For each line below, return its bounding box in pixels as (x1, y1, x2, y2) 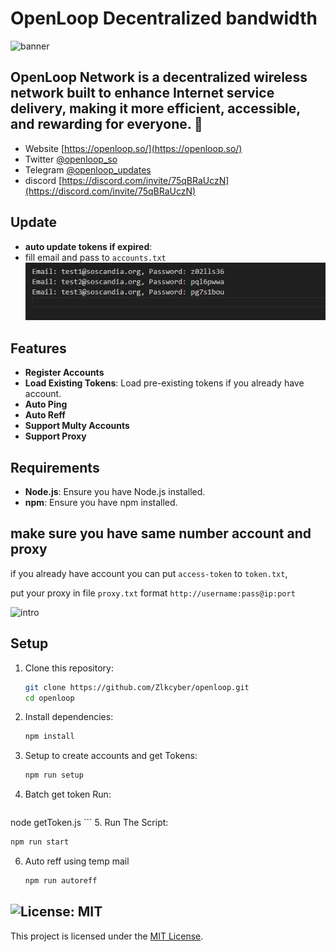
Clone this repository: (24, 662, 114, 674)
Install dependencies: (24, 711, 114, 723)
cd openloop (24, 693, 75, 703)
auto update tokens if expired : (24, 240, 153, 252)
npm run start (10, 837, 70, 847)
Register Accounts (24, 367, 105, 379)
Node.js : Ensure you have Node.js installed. (24, 486, 206, 498)
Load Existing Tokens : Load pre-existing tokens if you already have (24, 377, 305, 389)
